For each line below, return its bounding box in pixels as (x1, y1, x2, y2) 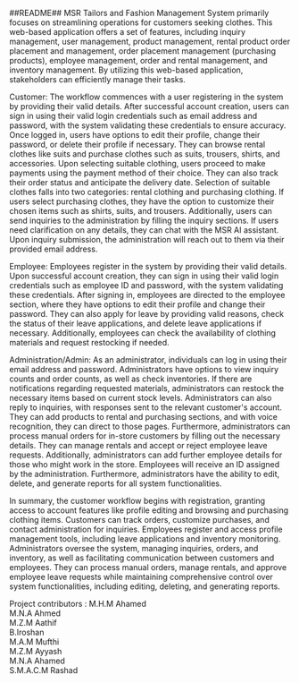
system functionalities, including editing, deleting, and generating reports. (9, 581, 281, 592)
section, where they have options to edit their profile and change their (9, 299, 266, 310)
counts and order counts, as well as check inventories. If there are (9, 373, 253, 384)
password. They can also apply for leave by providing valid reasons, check (9, 309, 284, 319)
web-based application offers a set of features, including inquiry (9, 27, 246, 37)
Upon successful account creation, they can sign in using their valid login (9, 270, 279, 281)
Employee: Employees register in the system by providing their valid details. (9, 261, 287, 271)
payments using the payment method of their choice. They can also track (9, 167, 279, 178)
